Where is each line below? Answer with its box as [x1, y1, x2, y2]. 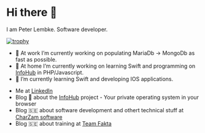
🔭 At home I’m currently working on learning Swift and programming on [15, 62, 196, 70]
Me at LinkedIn [15, 87, 53, 94]
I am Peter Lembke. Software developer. [6, 26, 108, 33]
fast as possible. [15, 56, 57, 63]
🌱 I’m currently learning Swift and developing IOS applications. [15, 75, 174, 82]
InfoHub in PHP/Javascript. [15, 68, 84, 76]
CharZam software [15, 113, 63, 121]
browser [15, 100, 37, 107]
